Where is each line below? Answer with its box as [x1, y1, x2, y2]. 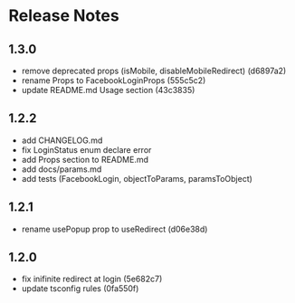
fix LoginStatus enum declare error [21, 144, 152, 155]
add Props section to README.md [21, 154, 149, 165]
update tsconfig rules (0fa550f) [21, 283, 139, 294]
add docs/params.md [21, 164, 102, 175]
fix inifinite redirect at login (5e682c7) [21, 273, 163, 285]
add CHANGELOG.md [21, 135, 103, 146]
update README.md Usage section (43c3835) [21, 85, 195, 95]
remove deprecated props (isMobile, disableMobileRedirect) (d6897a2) [21, 65, 287, 76]
